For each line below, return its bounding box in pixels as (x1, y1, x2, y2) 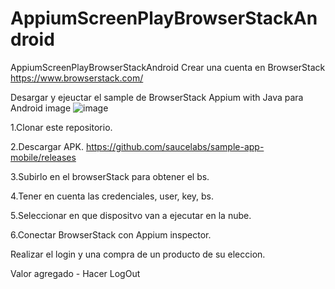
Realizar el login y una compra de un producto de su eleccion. (10, 248, 266, 260)
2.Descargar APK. (10, 140, 84, 152)
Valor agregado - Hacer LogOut (10, 267, 141, 279)
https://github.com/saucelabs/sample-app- (85, 140, 265, 152)
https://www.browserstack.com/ (10, 72, 144, 84)
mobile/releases (10, 151, 77, 163)
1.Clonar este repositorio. (10, 121, 113, 133)
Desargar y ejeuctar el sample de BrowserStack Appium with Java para (10, 91, 304, 103)
